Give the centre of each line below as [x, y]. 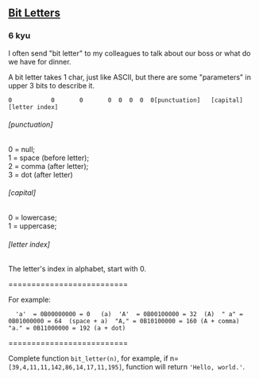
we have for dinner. [40, 61]
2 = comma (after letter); [48, 166]
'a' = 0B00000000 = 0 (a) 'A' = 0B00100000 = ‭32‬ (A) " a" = [129, 315]
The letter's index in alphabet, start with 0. [77, 269]
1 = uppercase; [33, 226]
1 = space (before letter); [49, 158]
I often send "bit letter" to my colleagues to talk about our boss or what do [129, 53]
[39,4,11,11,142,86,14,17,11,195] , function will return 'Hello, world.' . [127, 367]
